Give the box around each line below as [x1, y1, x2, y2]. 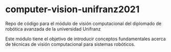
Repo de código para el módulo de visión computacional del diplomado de [5, 20, 162, 27]
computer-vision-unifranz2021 [5, 4, 140, 15]
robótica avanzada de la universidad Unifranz [5, 25, 101, 32]
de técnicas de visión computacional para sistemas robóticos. [5, 41, 135, 47]
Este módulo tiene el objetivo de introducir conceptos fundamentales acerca [5, 36, 166, 42]
